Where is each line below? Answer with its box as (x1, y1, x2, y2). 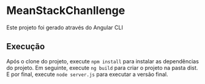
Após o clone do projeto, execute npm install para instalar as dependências (6, 57, 199, 65)
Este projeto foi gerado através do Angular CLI (6, 24, 124, 31)
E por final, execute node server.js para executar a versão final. (6, 71, 168, 78)
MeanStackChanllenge (6, 4, 125, 18)
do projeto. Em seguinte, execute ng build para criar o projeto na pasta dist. (6, 64, 198, 71)
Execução (6, 41, 45, 52)
